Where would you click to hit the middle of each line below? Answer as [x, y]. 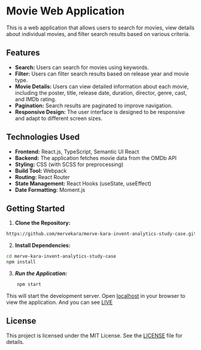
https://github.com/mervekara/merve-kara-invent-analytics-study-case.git [101, 234]
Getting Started [36, 208]
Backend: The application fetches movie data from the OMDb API [96, 158]
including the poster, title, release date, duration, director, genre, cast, [101, 93]
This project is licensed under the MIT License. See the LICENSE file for [95, 335]
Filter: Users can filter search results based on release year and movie [102, 74]
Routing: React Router [42, 177]
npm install [21, 262]
